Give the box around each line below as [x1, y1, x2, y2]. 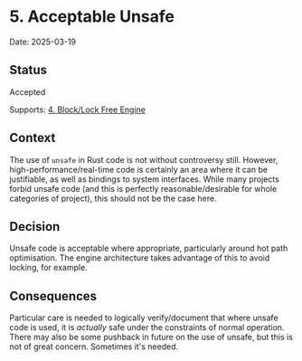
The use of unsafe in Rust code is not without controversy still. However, [9, 154, 278, 165]
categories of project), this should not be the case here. [9, 193, 217, 204]
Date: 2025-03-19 [9, 36, 77, 47]
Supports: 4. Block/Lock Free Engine [9, 104, 146, 115]
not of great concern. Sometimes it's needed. [9, 341, 179, 352]
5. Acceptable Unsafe [9, 6, 175, 27]
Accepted [9, 86, 46, 97]
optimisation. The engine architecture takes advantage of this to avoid [9, 252, 270, 263]
